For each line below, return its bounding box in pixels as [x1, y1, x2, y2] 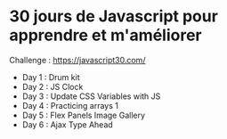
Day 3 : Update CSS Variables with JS [21, 91, 161, 102]
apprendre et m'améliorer [9, 25, 202, 45]
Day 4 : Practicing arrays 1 [21, 100, 118, 110]
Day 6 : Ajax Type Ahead [21, 119, 113, 130]
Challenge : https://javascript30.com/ [9, 54, 146, 65]
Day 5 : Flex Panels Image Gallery [21, 110, 145, 120]
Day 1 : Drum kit [21, 71, 80, 82]
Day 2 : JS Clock [21, 81, 84, 92]
